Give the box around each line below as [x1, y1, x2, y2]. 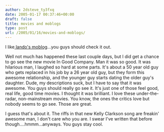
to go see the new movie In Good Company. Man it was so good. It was [5, 59, 151, 65]
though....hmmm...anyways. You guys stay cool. [5, 121, 103, 127]
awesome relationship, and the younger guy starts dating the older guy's [5, 75, 154, 80]
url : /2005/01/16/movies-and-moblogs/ [5, 30, 85, 35]
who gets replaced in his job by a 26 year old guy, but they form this [5, 69, 145, 75]
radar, [5, 96, 17, 102]
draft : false [5, 16, 32, 21]
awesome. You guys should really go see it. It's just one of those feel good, [5, 85, 159, 91]
